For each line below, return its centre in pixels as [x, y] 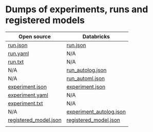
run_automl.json [86, 78]
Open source [35, 36]
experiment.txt [25, 103]
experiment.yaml [28, 95]
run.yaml [18, 53]
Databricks [96, 36]
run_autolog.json [87, 70]
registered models [45, 20]
